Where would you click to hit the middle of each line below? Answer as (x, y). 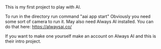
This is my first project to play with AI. (43, 7)
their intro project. (23, 41)
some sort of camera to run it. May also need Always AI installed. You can (79, 22)
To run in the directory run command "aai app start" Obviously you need (78, 16)
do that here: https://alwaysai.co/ (38, 27)
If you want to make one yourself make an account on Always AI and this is (81, 36)
